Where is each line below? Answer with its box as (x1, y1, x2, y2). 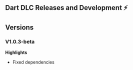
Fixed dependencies (12, 59, 55, 65)
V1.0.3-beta (5, 38, 35, 45)
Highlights (5, 49, 27, 55)
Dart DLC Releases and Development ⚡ (5, 3, 128, 12)
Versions (5, 23, 34, 31)
